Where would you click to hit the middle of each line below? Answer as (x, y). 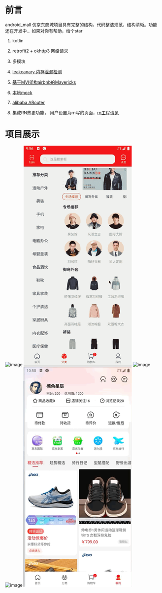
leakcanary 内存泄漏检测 (37, 71)
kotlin (18, 40)
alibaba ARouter (29, 102)
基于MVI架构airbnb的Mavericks (44, 82)
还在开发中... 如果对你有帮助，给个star (44, 31)
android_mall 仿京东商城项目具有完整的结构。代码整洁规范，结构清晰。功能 (81, 25)
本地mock (22, 93)
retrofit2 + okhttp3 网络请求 (40, 51)
